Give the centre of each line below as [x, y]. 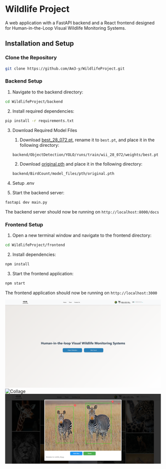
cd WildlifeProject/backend [34, 102]
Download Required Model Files [45, 130]
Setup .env [23, 183]
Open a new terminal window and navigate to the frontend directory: [82, 235]
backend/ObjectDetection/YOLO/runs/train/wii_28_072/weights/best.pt [85, 155]
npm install [17, 264]
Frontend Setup [24, 225]
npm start [15, 283]
